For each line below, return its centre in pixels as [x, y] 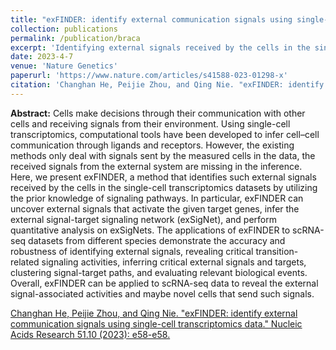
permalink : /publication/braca [75, 38]
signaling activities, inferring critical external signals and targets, [174, 262]
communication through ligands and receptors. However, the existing [152, 145]
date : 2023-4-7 [42, 57]
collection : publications [64, 29]
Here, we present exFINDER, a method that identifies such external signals [163, 177]
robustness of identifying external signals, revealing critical [132, 251]
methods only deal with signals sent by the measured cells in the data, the [163, 155]
